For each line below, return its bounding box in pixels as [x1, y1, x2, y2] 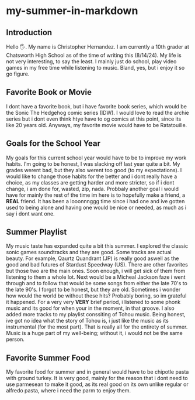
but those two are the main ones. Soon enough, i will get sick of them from [6, 268, 186, 275]
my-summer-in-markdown [6, 4, 138, 18]
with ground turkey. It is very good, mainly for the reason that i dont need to [6, 375, 188, 382]
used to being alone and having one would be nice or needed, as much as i [6, 204, 187, 211]
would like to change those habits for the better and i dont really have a [6, 173, 177, 180]
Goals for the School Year [6, 139, 101, 149]
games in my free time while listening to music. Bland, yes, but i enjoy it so [6, 64, 185, 71]
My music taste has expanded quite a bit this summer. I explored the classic [6, 242, 189, 249]
